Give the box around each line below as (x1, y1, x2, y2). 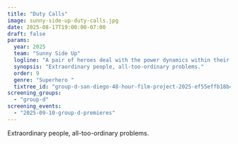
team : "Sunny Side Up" (13, 50, 81, 57)
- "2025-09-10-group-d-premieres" (13, 109, 115, 116)
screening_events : (7, 103, 62, 110)
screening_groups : (7, 89, 62, 96)
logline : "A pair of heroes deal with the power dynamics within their (13, 57, 230, 64)
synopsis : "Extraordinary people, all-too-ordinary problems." (13, 63, 204, 70)
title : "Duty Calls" (7, 10, 69, 18)
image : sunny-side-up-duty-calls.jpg (7, 17, 119, 24)
